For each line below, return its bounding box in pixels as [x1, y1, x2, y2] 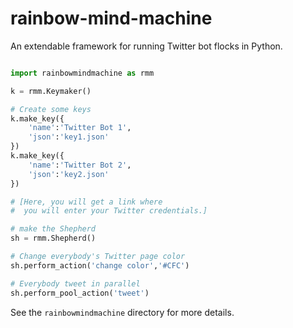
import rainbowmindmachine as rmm [10, 68, 155, 78]
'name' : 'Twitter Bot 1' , [28, 123, 132, 133]
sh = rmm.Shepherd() [10, 233, 97, 244]
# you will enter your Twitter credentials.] [10, 206, 208, 216]
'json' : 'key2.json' [28, 169, 110, 179]
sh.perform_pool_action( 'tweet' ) [10, 288, 150, 298]
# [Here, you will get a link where [10, 197, 163, 207]
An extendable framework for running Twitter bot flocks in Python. [10, 40, 283, 52]
